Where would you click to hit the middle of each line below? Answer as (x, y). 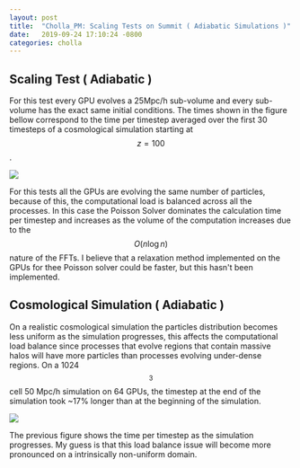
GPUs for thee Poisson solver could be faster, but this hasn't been (131, 268)
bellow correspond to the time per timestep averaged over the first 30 (138, 120)
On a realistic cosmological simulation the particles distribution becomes (144, 327)
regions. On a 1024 (44, 365)
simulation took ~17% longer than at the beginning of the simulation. (135, 401)
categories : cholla (46, 43)
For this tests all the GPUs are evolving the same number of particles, (137, 192)
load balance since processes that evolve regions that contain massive (140, 346)
